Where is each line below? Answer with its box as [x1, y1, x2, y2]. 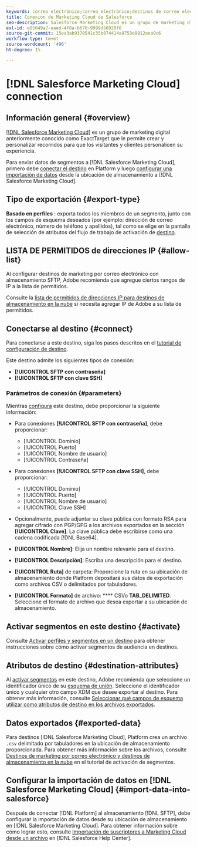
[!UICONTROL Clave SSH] [23, 504, 86, 511]
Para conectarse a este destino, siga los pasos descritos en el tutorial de [6, 339, 182, 346]
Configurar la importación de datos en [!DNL [6, 775, 171, 785]
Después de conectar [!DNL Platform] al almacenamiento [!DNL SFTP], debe [6, 809, 191, 816]
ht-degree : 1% [6, 47, 41, 53]
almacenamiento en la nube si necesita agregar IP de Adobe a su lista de [6, 301, 182, 308]
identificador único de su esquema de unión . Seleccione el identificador [6, 682, 180, 690]
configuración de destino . [6, 346, 69, 353]
